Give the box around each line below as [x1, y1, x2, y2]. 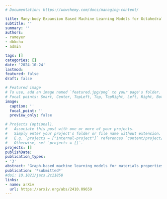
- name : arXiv [5, 182, 35, 187]
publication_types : [5, 154, 46, 159]
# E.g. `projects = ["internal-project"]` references [5, 135, 123, 141]
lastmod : [5, 67, 23, 72]
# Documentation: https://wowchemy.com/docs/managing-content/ [5, 7, 139, 12]
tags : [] [5, 53, 23, 58]
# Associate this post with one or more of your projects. [5, 126, 135, 132]
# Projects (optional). [5, 122, 55, 127]
